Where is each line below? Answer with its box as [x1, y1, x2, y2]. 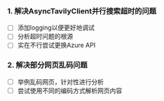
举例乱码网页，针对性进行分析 [17, 77, 104, 86]
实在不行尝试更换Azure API [17, 41, 96, 50]
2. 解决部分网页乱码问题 [7, 60, 88, 70]
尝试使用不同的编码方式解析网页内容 [17, 86, 123, 95]
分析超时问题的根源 [17, 32, 74, 41]
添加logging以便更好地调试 [17, 23, 95, 32]
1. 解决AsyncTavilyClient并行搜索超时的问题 [7, 6, 156, 15]
